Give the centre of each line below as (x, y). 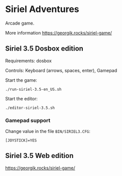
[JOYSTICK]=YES (21, 141)
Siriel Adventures (42, 9)
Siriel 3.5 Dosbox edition (44, 49)
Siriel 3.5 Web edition (39, 156)
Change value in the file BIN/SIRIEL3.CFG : (48, 131)
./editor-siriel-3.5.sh (30, 108)
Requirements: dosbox (28, 61)
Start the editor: (21, 98)
